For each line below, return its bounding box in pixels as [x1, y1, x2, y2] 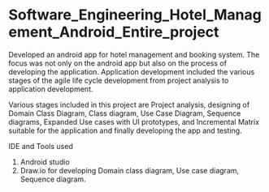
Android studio [20, 156, 71, 167]
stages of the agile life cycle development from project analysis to [8, 75, 229, 85]
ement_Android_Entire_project [8, 23, 219, 41]
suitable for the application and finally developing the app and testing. [8, 126, 242, 135]
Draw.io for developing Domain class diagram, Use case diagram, [20, 165, 240, 175]
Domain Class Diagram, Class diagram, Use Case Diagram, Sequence [8, 108, 241, 118]
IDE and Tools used [8, 141, 73, 151]
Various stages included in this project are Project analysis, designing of [8, 100, 250, 109]
